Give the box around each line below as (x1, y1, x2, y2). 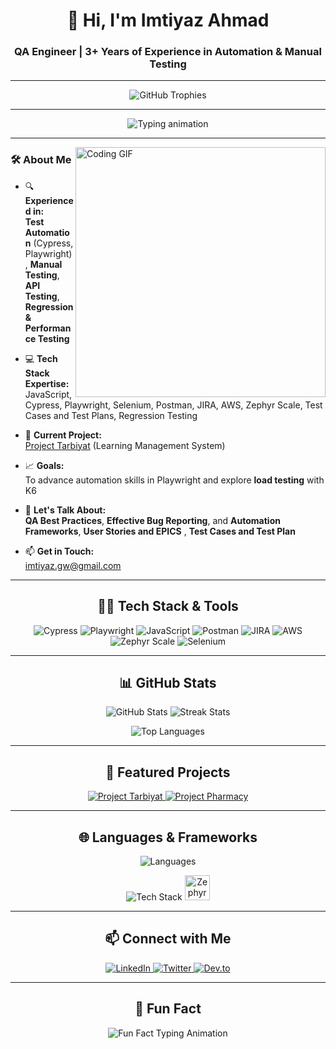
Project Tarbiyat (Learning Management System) (24, 439, 226, 451)
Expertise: (24, 377, 70, 389)
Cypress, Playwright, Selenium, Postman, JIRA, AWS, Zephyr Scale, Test (24, 399, 323, 411)
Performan (24, 322, 72, 334)
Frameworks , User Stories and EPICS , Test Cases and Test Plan (24, 525, 296, 537)
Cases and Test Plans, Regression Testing (24, 409, 198, 421)
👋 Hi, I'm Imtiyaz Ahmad (66, 9, 270, 32)
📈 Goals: (24, 459, 65, 471)
